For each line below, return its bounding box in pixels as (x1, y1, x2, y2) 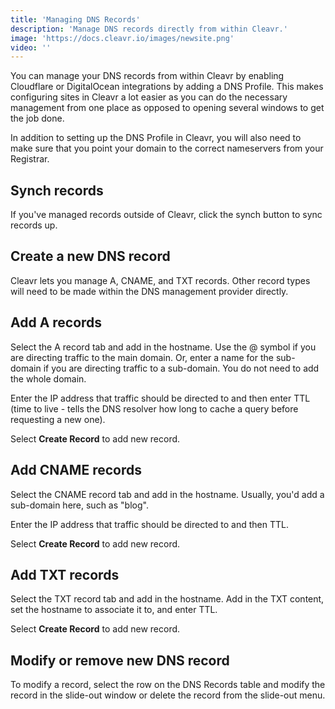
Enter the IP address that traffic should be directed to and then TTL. (10, 518, 289, 530)
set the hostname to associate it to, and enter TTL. (10, 604, 218, 616)
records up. (10, 219, 58, 231)
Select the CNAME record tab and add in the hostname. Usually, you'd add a (10, 488, 325, 500)
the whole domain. (10, 372, 87, 385)
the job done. (10, 112, 65, 125)
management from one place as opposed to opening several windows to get (10, 102, 325, 114)
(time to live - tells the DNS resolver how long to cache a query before (10, 402, 299, 415)
